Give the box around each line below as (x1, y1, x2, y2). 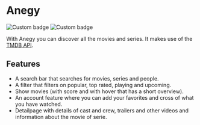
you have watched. (14, 100, 63, 108)
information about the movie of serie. (14, 113, 107, 120)
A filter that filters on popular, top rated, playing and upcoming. (14, 81, 172, 88)
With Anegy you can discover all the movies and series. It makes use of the (6, 35, 193, 42)
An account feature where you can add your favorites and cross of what (14, 94, 194, 101)
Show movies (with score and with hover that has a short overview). (14, 88, 184, 95)
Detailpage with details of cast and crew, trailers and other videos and (14, 106, 189, 114)
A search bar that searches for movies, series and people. (14, 75, 159, 82)
